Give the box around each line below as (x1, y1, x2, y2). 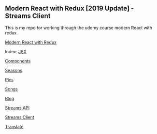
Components (5, 58, 31, 64)
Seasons (5, 67, 23, 73)
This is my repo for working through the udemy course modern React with (5, 25, 152, 30)
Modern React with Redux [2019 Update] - (5, 4, 134, 13)
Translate (5, 123, 24, 129)
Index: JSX (5, 48, 27, 54)
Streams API (5, 104, 30, 111)
